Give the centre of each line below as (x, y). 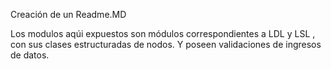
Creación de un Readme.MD (68, 14)
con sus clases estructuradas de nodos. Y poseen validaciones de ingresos (166, 44)
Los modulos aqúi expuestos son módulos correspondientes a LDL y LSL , (163, 33)
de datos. (30, 55)
